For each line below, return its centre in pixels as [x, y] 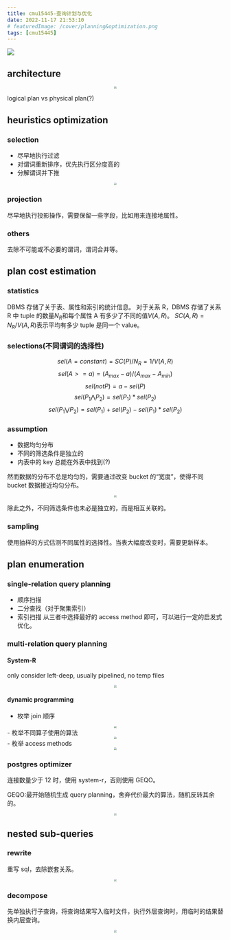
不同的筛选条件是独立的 [50, 453]
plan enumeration [46, 564]
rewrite [20, 853]
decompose [27, 896]
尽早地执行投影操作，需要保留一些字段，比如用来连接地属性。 [94, 215]
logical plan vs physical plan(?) [51, 98]
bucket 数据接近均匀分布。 [45, 485]
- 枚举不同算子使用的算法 [43, 733]
